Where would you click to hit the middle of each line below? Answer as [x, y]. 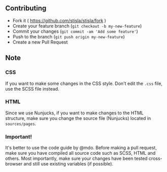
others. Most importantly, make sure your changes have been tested [76, 158]
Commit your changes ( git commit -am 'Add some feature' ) [75, 31]
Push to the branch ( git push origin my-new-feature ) [69, 36]
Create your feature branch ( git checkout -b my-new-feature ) [77, 26]
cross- [156, 158]
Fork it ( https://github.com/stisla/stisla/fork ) [59, 20]
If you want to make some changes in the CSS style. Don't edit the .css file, [84, 83]
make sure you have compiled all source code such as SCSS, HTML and [80, 153]
